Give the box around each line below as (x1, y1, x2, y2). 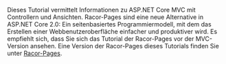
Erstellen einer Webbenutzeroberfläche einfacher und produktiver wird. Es (7, 27, 218, 35)
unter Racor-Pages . (7, 49, 63, 57)
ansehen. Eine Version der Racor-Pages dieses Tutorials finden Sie (30, 42, 220, 50)
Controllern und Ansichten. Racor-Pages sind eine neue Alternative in (7, 13, 204, 21)
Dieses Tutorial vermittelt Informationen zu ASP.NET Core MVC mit (7, 6, 196, 14)
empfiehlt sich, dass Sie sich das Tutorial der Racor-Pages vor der (7, 35, 194, 43)
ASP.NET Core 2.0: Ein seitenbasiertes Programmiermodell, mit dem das (7, 20, 212, 28)
